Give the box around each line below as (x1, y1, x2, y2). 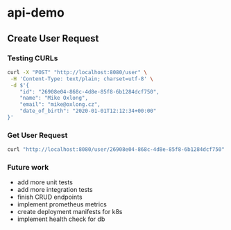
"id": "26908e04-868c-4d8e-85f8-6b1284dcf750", (19, 88, 160, 95)
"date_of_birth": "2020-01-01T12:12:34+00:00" (19, 107, 157, 115)
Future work (7, 162, 49, 172)
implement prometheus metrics (17, 200, 108, 209)
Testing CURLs (7, 53, 58, 63)
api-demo (7, 5, 65, 21)
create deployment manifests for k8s (17, 208, 123, 216)
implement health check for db (17, 215, 105, 223)
